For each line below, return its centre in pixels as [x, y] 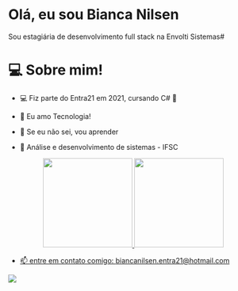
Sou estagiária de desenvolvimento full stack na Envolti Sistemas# [116, 36]
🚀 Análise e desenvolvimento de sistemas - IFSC [99, 147]
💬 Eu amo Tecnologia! [55, 116]
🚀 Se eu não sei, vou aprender [69, 132]
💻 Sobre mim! [56, 70]
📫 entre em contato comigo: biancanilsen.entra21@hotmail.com [125, 260]
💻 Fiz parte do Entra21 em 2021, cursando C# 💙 [98, 98]
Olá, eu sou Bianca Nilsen [94, 15]
